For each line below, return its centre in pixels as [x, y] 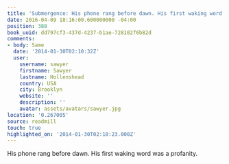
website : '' [36, 96]
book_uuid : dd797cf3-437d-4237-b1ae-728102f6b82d [80, 32]
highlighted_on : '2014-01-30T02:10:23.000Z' [72, 134]
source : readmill [32, 121]
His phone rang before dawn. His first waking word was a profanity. [103, 154]
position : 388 [27, 26]
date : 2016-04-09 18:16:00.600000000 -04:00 [72, 20]
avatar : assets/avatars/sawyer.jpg [70, 109]
